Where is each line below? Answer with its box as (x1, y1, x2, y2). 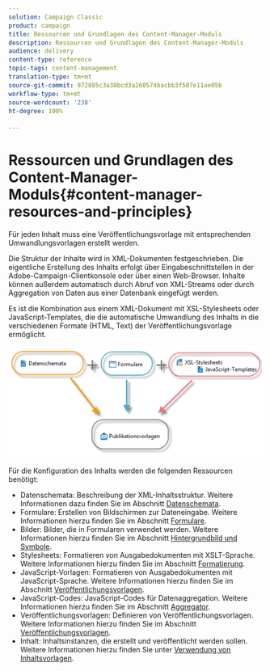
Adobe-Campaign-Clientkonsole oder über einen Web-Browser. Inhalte (8, 271, 245, 281)
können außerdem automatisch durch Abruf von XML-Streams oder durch (8, 280, 255, 289)
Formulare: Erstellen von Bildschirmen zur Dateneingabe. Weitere (19, 507, 238, 517)
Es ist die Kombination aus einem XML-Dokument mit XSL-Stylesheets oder (8, 304, 259, 314)
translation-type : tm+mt (8, 73, 92, 81)
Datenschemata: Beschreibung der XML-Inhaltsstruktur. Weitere (19, 490, 234, 500)
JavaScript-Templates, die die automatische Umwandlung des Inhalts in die (8, 312, 259, 323)
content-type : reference (8, 56, 92, 64)
